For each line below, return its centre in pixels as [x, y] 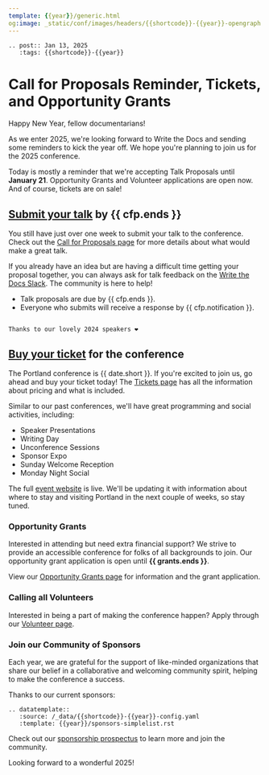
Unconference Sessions [60, 447]
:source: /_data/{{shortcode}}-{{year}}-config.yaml [109, 716]
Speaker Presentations [58, 431]
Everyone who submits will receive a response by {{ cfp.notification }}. [137, 307]
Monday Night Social [55, 473]
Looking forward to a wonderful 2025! [71, 762]
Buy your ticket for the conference [96, 354]
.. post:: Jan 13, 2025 [48, 45]
